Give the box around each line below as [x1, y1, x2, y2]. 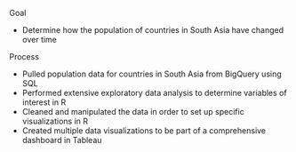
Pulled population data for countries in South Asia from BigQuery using [21, 68, 282, 79]
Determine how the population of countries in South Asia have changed [21, 25, 284, 35]
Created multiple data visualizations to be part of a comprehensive [21, 125, 267, 136]
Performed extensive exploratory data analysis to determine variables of [21, 88, 287, 98]
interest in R [21, 97, 67, 108]
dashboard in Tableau [21, 135, 102, 145]
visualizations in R [21, 116, 89, 126]
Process [9, 52, 40, 61]
